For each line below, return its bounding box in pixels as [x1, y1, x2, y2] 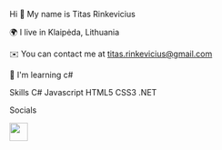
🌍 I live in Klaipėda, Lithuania [9, 27, 120, 37]
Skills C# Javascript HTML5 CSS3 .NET [9, 87, 157, 97]
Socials [9, 105, 37, 115]
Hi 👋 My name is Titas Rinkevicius [9, 9, 136, 19]
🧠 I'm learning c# [9, 69, 74, 80]
